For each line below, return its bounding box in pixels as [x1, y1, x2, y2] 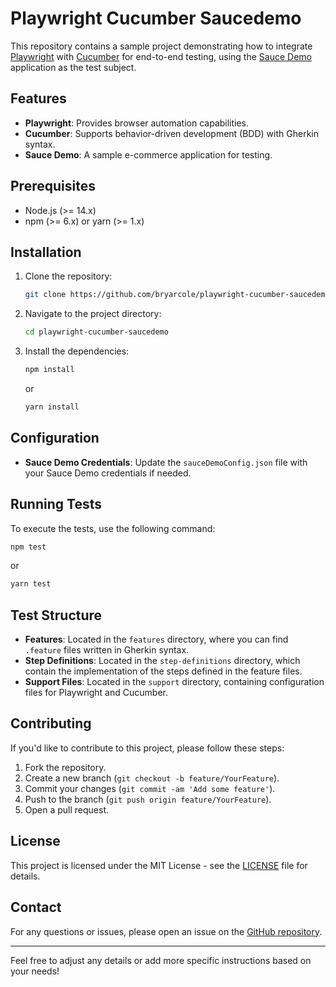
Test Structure [10, 607, 103, 624]
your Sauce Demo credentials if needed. [24, 467, 192, 479]
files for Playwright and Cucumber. [24, 687, 168, 699]
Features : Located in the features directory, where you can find [24, 633, 289, 646]
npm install [24, 365, 75, 375]
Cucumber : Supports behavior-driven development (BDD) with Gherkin [24, 127, 319, 139]
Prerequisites [10, 178, 96, 195]
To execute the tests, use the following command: [10, 522, 216, 534]
